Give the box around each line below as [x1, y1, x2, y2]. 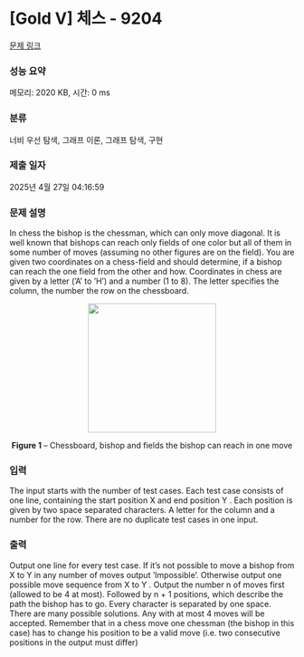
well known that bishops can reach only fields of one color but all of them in [9, 237, 292, 248]
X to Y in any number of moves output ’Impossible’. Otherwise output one [9, 569, 282, 580]
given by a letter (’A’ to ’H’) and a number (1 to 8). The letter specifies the [9, 275, 280, 286]
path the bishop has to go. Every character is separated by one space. [9, 598, 271, 609]
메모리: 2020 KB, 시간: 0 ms [9, 87, 110, 98]
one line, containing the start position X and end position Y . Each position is [9, 495, 293, 506]
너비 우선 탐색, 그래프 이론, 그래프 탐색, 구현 [9, 134, 164, 145]
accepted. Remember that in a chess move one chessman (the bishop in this [9, 617, 295, 628]
